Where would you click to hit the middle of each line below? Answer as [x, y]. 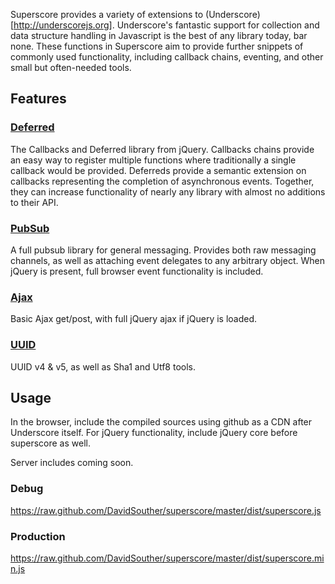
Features [38, 99]
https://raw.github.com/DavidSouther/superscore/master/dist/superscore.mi [167, 558]
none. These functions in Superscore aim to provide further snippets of [157, 46]
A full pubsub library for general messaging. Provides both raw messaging [163, 250]
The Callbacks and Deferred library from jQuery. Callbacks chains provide [162, 149]
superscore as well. [50, 443]
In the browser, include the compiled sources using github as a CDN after [161, 422]
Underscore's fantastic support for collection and [218, 25]
